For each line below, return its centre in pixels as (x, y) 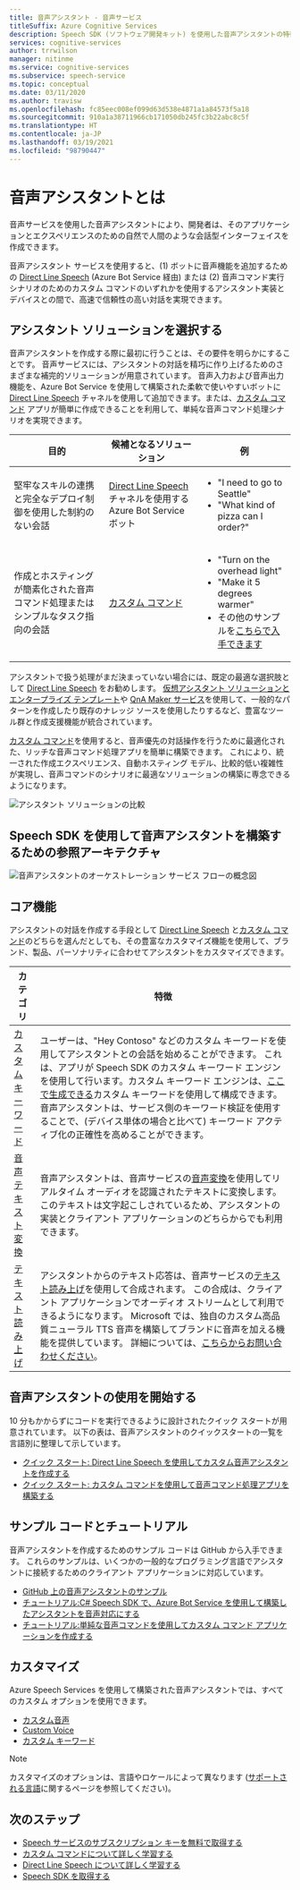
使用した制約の (63, 513)
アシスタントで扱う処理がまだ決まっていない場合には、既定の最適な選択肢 (146, 677)
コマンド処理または (54, 603)
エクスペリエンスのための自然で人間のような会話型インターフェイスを (161, 235)
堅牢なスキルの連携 (54, 486)
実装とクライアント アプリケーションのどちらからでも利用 (161, 1218)
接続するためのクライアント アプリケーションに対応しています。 (150, 1572)
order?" (233, 527)
